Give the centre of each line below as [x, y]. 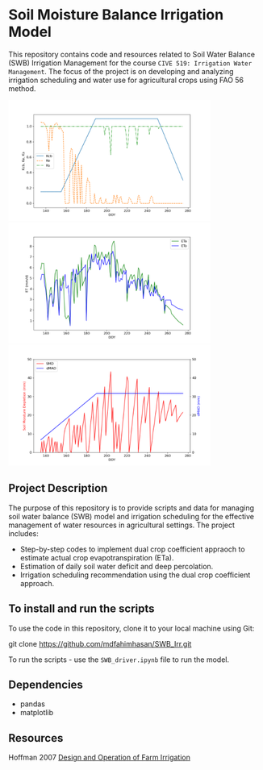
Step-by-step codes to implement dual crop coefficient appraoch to [132, 549]
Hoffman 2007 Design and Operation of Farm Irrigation [100, 758]
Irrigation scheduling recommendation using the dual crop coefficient [135, 575]
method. [22, 88]
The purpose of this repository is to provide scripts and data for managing [131, 508]
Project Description [58, 488]
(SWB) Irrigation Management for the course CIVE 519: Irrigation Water [130, 63]
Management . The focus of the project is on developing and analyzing [121, 71]
